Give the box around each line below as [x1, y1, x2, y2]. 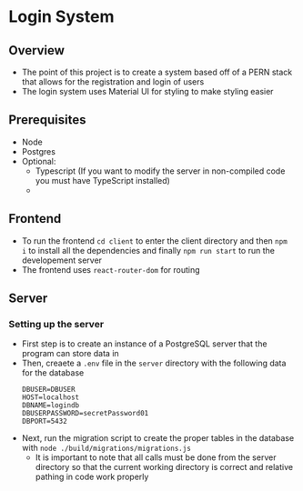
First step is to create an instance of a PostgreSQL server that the [21, 338, 268, 349]
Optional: [21, 155, 56, 166]
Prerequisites [8, 112, 86, 128]
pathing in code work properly [35, 471, 149, 483]
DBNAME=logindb [21, 401, 80, 410]
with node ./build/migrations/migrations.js [21, 443, 192, 454]
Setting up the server [8, 317, 105, 330]
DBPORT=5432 [21, 416, 67, 426]
